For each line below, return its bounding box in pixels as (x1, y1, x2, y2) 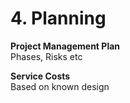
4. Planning (10, 7, 107, 30)
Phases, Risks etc (10, 50, 83, 62)
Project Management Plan (10, 40, 121, 52)
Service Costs (10, 70, 71, 82)
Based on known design (10, 80, 110, 92)
